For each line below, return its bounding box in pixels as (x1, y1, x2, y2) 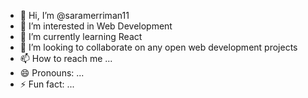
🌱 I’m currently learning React (19, 31, 143, 42)
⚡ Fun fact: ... (19, 78, 75, 90)
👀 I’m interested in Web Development (19, 20, 173, 32)
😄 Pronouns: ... (19, 67, 85, 79)
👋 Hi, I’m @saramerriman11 (19, 10, 130, 21)
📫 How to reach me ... (19, 53, 113, 64)
